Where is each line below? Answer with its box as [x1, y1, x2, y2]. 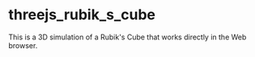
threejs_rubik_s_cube [8, 6, 156, 24]
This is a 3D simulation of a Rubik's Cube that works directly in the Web [8, 32, 247, 42]
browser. [8, 40, 38, 50]
